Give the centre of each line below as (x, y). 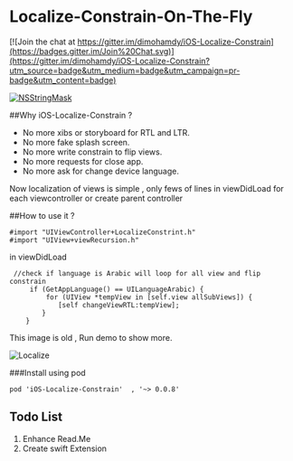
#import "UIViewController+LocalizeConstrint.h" (103, 232)
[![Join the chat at (43, 42)
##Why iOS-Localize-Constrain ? (71, 115)
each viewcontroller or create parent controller (96, 198)
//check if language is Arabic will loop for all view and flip (137, 273)
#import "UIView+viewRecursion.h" (75, 240)
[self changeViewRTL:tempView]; (118, 305)
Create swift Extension (64, 448)
